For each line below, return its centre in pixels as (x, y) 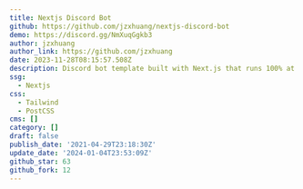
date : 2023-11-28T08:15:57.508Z (71, 60)
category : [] (34, 128)
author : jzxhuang (42, 43)
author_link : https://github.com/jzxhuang (91, 52)
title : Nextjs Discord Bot (61, 18)
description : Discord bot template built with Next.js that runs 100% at (152, 69)
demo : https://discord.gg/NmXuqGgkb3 (81, 35)
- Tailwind (38, 102)
